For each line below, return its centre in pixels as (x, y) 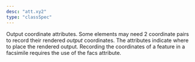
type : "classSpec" (29, 17)
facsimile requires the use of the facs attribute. (64, 53)
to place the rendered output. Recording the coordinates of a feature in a (96, 46)
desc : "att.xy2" (26, 12)
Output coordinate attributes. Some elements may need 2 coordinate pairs (98, 34)
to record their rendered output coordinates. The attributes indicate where (97, 40)
